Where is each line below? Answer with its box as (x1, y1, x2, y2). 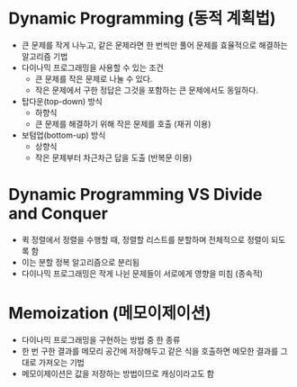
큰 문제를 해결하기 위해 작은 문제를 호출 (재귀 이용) (34, 118, 211, 129)
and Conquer (8, 203, 109, 224)
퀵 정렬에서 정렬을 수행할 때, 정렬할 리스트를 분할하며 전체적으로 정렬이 (21, 234, 269, 245)
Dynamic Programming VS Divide (8, 184, 263, 205)
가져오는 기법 (38, 356, 85, 367)
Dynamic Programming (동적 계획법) (8, 8, 276, 29)
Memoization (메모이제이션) (8, 303, 212, 324)
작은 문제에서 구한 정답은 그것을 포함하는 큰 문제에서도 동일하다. (34, 85, 258, 95)
